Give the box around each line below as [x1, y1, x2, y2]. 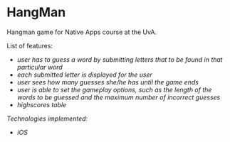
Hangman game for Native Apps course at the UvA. [6, 28, 157, 36]
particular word [16, 62, 63, 71]
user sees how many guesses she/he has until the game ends [16, 77, 199, 86]
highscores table [16, 100, 67, 109]
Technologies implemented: [6, 114, 88, 123]
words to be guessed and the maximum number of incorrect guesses [16, 93, 221, 102]
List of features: [6, 41, 53, 50]
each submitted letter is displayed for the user [16, 70, 152, 79]
